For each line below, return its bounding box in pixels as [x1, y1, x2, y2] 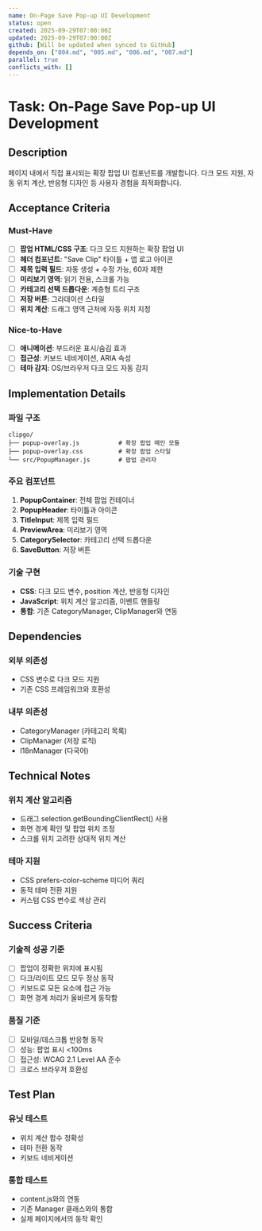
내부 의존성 [8, 706, 48, 717]
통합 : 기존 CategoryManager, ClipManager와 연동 [19, 606, 178, 615]
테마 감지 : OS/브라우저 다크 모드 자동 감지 [19, 363, 148, 373]
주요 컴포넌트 [8, 476, 56, 487]
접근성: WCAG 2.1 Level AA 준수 [19, 1054, 121, 1064]
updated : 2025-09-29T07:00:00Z [8, 33, 112, 42]
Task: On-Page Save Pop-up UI [8, 97, 216, 115]
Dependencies [8, 630, 82, 643]
